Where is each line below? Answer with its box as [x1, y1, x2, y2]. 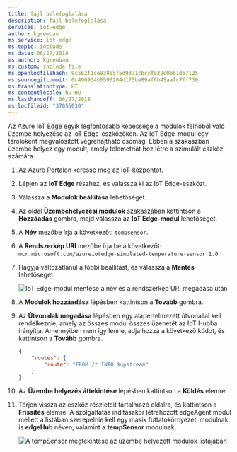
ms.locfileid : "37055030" [8, 103, 84, 110]
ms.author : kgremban [8, 57, 69, 64]
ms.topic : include [8, 43, 62, 50]
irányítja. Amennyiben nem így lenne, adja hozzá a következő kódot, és [18, 326, 225, 335]
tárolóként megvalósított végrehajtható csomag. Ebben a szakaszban [8, 137, 209, 145]
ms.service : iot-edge [8, 37, 72, 44]
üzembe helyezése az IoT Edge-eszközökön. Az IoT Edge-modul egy [8, 129, 209, 138]
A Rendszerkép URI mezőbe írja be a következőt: [18, 241, 162, 250]
